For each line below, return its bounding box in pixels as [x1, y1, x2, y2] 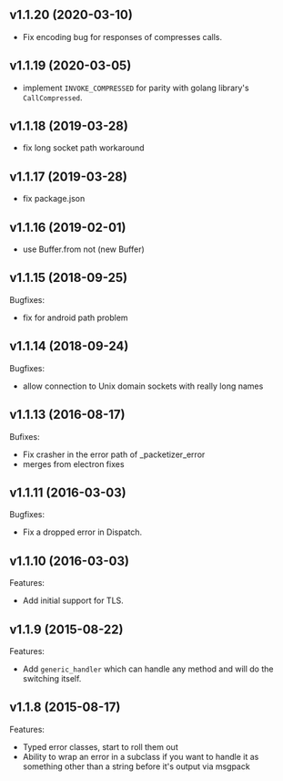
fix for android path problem [22, 312, 129, 323]
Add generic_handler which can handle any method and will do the [22, 663, 274, 674]
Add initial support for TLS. [22, 595, 125, 606]
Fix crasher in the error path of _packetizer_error [22, 449, 206, 460]
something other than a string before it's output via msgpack [22, 761, 250, 772]
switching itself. [22, 672, 82, 683]
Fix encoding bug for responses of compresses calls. [22, 31, 223, 42]
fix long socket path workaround [22, 142, 145, 153]
